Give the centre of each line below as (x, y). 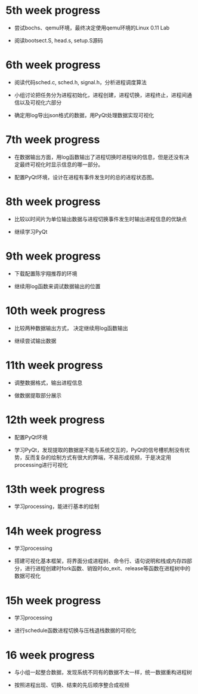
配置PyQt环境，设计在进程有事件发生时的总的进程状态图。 (86, 177)
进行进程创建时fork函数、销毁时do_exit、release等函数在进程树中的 (108, 568)
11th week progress (54, 365)
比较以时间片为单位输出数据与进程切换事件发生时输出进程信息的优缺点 (100, 219)
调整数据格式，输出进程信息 (48, 383)
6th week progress (53, 65)
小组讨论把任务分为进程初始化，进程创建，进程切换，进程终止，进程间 (100, 95)
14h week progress (54, 531)
